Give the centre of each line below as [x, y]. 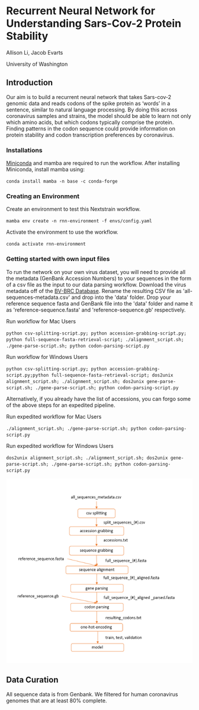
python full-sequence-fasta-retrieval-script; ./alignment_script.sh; [95, 339]
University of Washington [37, 64]
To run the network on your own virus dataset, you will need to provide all [96, 272]
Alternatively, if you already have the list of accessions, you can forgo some [99, 399]
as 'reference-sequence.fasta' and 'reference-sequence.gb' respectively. [96, 310]
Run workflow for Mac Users [41, 321]
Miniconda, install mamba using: [45, 170]
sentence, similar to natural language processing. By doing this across [92, 109]
